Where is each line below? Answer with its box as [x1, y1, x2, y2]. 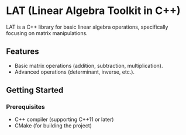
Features [6, 47, 39, 57]
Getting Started [6, 85, 64, 95]
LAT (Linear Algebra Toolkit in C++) [6, 4, 181, 18]
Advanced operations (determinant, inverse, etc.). [14, 68, 135, 75]
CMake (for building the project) [14, 122, 92, 129]
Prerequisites [6, 103, 45, 111]
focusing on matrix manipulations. [6, 29, 88, 36]
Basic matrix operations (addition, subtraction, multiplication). [14, 62, 163, 69]
